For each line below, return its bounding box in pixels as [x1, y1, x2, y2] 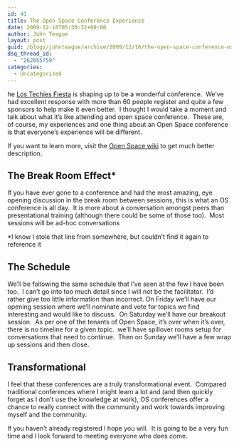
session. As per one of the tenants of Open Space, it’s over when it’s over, [7, 318, 225, 327]
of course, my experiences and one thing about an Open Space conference [7, 120, 229, 128]
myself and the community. [7, 410, 87, 418]
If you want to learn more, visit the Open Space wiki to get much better [7, 141, 215, 150]
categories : [7, 63, 43, 71]
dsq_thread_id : [7, 51, 53, 58]
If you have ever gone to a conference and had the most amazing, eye [7, 188, 213, 197]
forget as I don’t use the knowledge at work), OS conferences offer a [7, 395, 209, 404]
